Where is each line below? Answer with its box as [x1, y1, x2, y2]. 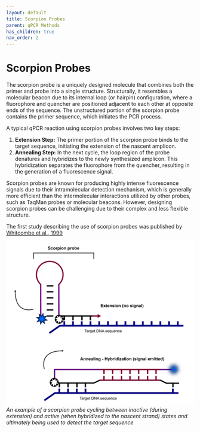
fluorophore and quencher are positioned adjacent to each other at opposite [6, 101, 193, 108]
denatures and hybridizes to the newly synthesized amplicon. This [14, 156, 178, 163]
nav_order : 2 [6, 35, 39, 41]
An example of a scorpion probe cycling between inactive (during [6, 406, 168, 413]
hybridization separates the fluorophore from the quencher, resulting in [14, 162, 190, 169]
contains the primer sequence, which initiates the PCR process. [6, 113, 162, 120]
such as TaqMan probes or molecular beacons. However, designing [6, 199, 172, 206]
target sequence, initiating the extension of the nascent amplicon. [14, 142, 177, 150]
